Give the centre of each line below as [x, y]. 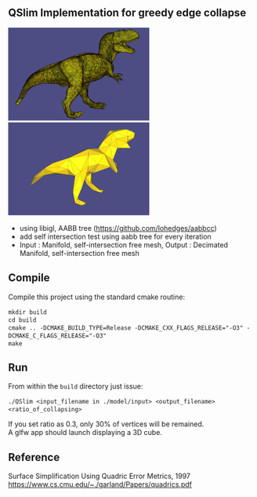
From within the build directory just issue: [76, 386]
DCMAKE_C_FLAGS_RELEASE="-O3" [58, 336]
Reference [34, 457]
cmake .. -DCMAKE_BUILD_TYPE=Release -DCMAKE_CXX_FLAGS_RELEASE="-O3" [126, 328]
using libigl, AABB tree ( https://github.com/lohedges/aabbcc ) [118, 228]
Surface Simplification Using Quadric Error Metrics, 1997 [99, 476]
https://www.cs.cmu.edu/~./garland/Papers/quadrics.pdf [100, 484]
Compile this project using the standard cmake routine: [97, 297]
